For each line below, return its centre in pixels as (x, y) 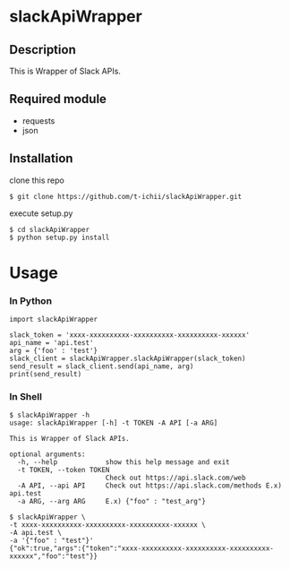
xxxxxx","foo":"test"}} (54, 556)
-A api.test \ (36, 533)
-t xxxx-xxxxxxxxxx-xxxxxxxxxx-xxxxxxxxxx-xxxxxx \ (107, 525)
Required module (58, 99)
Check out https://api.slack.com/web (175, 478)
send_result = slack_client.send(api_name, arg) (102, 366)
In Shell (26, 397)
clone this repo (37, 180)
